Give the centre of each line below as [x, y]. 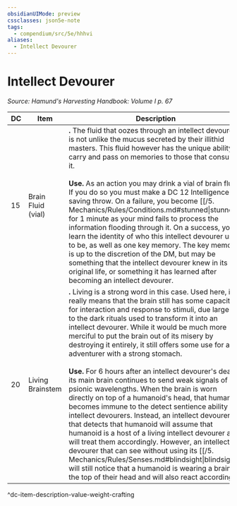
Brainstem [45, 389]
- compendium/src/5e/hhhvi [53, 34]
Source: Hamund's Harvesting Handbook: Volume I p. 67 [90, 101]
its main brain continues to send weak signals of [148, 380]
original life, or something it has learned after [143, 271]
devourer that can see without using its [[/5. [141, 450]
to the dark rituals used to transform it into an [144, 318]
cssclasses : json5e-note [44, 20]
